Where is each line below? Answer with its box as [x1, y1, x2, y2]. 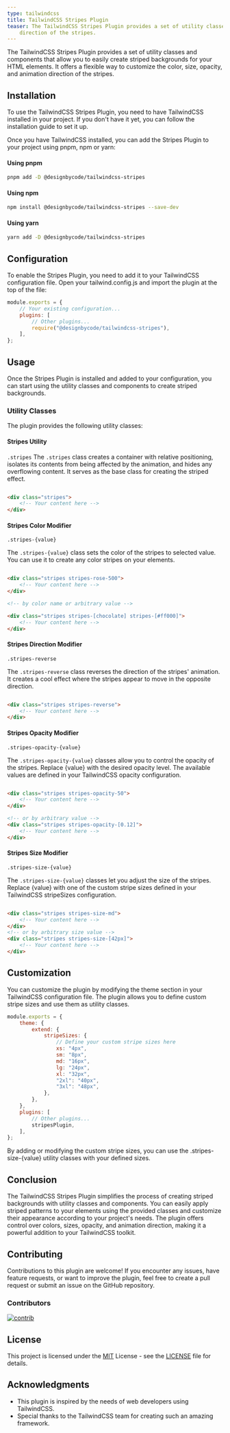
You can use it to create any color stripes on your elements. [7, 556, 175, 564]
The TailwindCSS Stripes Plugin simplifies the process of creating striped [7, 1192, 214, 1201]
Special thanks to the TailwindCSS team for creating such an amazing [16, 1412, 214, 1420]
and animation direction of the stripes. [7, 70, 114, 78]
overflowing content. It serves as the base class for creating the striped [7, 467, 209, 475]
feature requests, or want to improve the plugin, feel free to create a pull [7, 1273, 211, 1282]
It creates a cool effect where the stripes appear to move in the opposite [7, 675, 211, 683]
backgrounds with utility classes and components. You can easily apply [7, 1199, 209, 1207]
